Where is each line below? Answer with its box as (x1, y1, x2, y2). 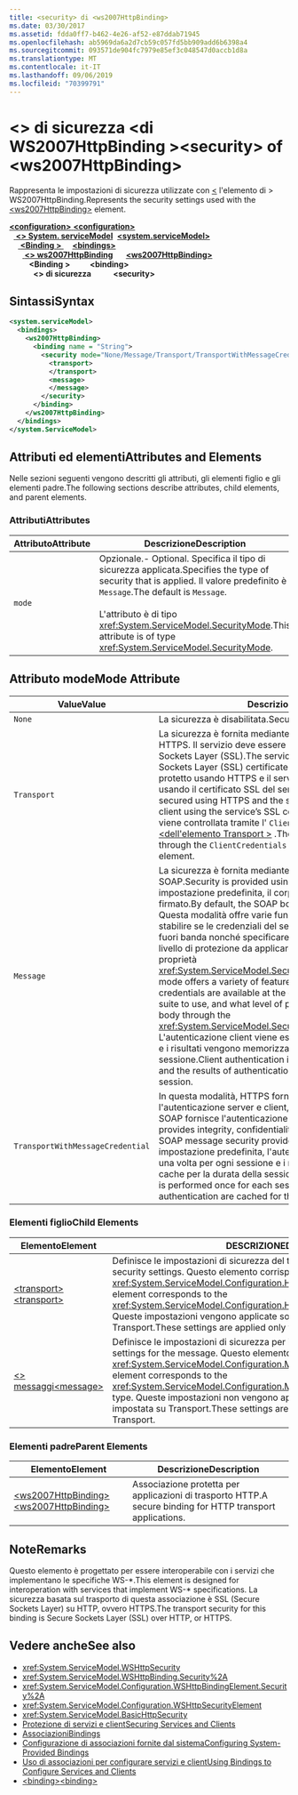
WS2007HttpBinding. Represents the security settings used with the (9, 194, 256, 205)
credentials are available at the (158, 986, 286, 999)
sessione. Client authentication (158, 1053, 285, 1066)
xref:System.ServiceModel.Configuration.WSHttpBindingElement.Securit (21, 1680, 287, 1691)
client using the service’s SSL (158, 805, 281, 817)
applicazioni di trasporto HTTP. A (132, 1489, 269, 1501)
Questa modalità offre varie (158, 908, 272, 921)
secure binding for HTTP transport (132, 1501, 276, 1513)
